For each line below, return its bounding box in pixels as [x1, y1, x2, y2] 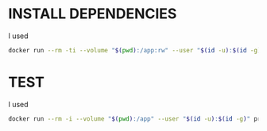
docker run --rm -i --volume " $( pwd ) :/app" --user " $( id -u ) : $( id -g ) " [8, 114, 251, 123]
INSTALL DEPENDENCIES [8, 5, 177, 23]
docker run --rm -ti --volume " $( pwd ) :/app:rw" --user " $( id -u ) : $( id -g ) [8, 46, 261, 54]
